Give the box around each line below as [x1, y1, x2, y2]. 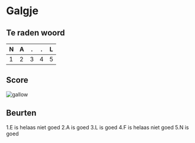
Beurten [6, 108, 37, 118]
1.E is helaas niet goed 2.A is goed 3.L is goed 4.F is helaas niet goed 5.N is [6, 123, 189, 131]
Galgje [6, 4, 39, 18]
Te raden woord [6, 28, 65, 38]
